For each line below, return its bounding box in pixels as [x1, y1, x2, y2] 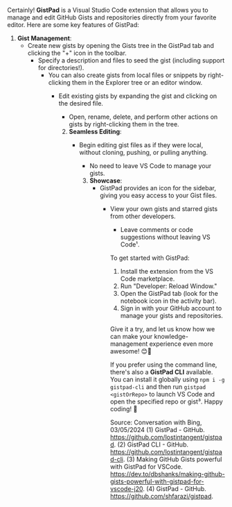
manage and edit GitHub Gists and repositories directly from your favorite [7, 13, 217, 22]
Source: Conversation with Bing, [109, 418, 202, 426]
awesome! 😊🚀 [109, 347, 152, 355]
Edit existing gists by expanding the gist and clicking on [58, 92, 217, 100]
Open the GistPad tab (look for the [120, 290, 218, 297]
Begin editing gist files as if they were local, [79, 141, 204, 149]
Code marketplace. [120, 274, 175, 283]
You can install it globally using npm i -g [109, 375, 225, 383]
